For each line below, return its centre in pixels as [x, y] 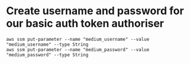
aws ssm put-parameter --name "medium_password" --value [78, 49]
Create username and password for [95, 11]
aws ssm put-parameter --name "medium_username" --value [78, 39]
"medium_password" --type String [47, 55]
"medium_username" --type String [47, 44]
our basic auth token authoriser [85, 23]
